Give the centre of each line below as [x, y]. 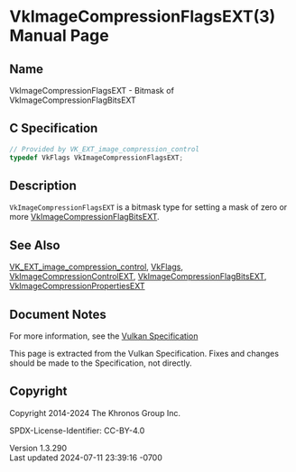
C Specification [54, 128]
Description [43, 185]
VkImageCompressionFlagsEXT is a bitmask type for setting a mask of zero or [148, 207]
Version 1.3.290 [38, 448]
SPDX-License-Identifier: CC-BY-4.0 [77, 431]
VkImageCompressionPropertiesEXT [78, 286]
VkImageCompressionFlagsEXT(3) [143, 17]
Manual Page [60, 36]
